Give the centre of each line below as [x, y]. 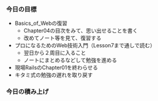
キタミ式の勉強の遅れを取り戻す [54, 75]
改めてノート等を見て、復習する [62, 38]
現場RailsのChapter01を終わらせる [56, 68]
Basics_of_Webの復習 [41, 23]
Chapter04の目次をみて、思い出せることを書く [80, 31]
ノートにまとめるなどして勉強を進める [70, 60]
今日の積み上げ [28, 92]
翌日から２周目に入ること [55, 53]
